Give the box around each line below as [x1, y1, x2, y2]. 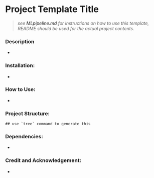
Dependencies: [5, 133, 44, 140]
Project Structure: [5, 110, 50, 117]
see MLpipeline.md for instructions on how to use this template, [17, 20, 149, 26]
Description [5, 38, 35, 45]
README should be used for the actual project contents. [17, 25, 134, 31]
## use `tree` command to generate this [5, 122, 91, 127]
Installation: [5, 62, 35, 69]
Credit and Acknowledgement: [5, 157, 82, 164]
